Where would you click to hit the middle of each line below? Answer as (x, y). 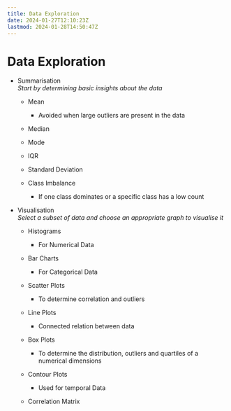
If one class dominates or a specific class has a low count (121, 197)
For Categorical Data (68, 272)
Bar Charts (43, 258)
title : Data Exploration (43, 14)
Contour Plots (47, 375)
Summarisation (39, 81)
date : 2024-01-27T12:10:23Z (48, 20)
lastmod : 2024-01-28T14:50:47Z (53, 27)
